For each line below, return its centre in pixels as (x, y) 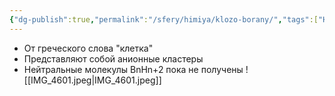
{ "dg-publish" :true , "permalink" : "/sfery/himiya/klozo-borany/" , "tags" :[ (164, 19)
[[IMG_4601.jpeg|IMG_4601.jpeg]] (92, 80)
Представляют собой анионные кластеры (113, 58)
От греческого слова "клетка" (88, 48)
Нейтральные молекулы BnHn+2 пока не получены (133, 69)
